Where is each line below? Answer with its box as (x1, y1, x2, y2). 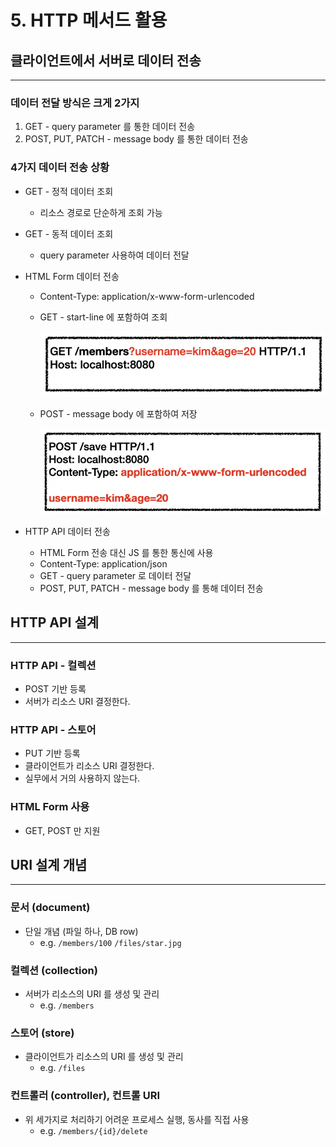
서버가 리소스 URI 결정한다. (24, 695, 131, 707)
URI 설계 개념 (10, 856, 88, 873)
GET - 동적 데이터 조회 (24, 227, 114, 240)
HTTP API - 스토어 (10, 722, 97, 736)
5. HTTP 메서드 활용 (10, 9, 168, 32)
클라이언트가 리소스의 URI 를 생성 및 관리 (24, 1051, 184, 1063)
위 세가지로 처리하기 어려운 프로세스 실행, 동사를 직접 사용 (24, 1113, 250, 1125)
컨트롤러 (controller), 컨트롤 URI (10, 1089, 160, 1103)
